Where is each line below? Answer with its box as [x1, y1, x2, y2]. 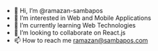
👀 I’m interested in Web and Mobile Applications [13, 14, 152, 22]
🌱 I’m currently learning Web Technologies [13, 21, 136, 29]
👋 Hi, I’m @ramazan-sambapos [13, 7, 103, 14]
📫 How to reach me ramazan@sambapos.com [13, 37, 148, 44]
